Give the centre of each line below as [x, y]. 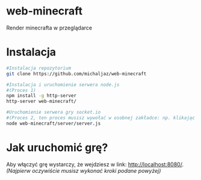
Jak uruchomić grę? [57, 147]
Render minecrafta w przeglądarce [49, 28]
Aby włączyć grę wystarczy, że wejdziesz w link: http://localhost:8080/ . [95, 164]
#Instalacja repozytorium [39, 68]
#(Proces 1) [21, 90]
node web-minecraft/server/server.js [54, 123]
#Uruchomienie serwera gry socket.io [54, 113]
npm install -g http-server [42, 96]
